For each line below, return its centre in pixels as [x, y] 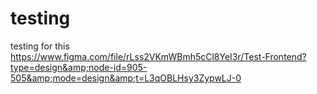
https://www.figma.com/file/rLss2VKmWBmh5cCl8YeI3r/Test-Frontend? [158, 56]
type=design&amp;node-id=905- [79, 67]
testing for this [40, 46]
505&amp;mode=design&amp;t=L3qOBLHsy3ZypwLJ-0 [126, 78]
